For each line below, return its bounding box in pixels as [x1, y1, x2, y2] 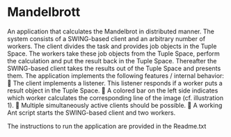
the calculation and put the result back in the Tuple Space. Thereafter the [7, 56, 217, 65]
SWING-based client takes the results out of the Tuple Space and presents [7, 64, 221, 72]
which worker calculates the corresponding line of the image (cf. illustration [7, 93, 224, 102]
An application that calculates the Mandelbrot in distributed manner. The [7, 27, 214, 35]
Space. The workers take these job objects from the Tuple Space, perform [7, 49, 221, 58]
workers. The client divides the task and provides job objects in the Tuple [7, 42, 217, 50]
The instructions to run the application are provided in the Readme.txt [7, 122, 207, 130]
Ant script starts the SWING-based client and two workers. [7, 108, 176, 117]
